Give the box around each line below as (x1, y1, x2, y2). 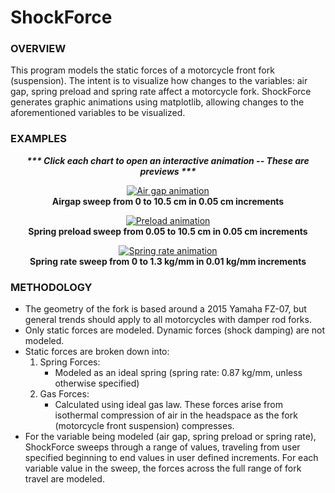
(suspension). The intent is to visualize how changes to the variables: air (10, 75, 308, 87)
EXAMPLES (10, 132, 67, 146)
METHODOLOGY (10, 280, 93, 294)
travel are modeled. (24, 473, 105, 485)
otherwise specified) (54, 377, 140, 390)
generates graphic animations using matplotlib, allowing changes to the (10, 96, 305, 108)
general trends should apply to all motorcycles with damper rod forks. (24, 314, 312, 326)
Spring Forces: (39, 356, 101, 368)
